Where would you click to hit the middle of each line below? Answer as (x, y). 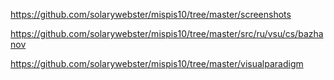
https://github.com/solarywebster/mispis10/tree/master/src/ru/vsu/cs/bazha (167, 33)
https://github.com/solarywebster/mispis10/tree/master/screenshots (151, 14)
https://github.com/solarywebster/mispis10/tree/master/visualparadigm (157, 63)
